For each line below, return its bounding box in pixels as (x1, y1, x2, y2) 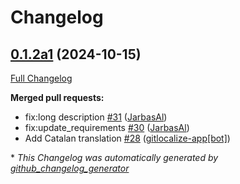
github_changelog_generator (10, 162, 130, 174)
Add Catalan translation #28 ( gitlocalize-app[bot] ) (24, 132, 231, 144)
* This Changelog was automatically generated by (10, 152, 219, 163)
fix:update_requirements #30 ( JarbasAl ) (24, 122, 190, 133)
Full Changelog (10, 72, 73, 84)
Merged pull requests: (10, 92, 105, 103)
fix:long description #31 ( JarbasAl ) (24, 111, 168, 123)
